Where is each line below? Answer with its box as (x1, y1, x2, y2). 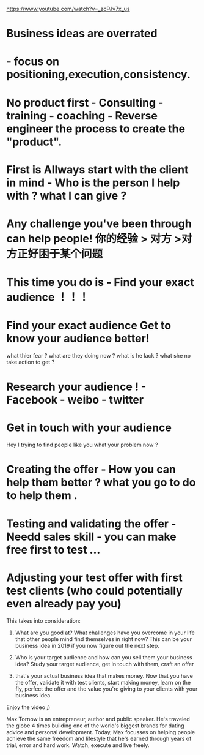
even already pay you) (6, 596, 122, 610)
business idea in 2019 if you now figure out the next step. (15, 642, 160, 649)
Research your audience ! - (6, 380, 147, 394)
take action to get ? (6, 358, 55, 366)
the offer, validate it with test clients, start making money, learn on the (15, 678, 191, 686)
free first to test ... (6, 543, 101, 557)
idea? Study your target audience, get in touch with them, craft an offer (15, 660, 194, 667)
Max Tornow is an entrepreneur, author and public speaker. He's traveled (6, 715, 191, 723)
